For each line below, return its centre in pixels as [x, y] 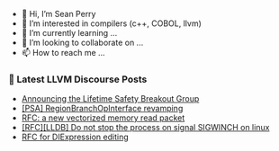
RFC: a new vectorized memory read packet [103, 118]
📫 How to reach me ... [63, 53]
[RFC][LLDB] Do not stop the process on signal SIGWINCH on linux [145, 128]
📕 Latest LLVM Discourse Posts [78, 79]
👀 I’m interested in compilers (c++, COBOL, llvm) [111, 23]
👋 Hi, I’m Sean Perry [58, 14]
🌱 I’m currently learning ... [69, 33]
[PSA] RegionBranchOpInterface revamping [102, 109]
